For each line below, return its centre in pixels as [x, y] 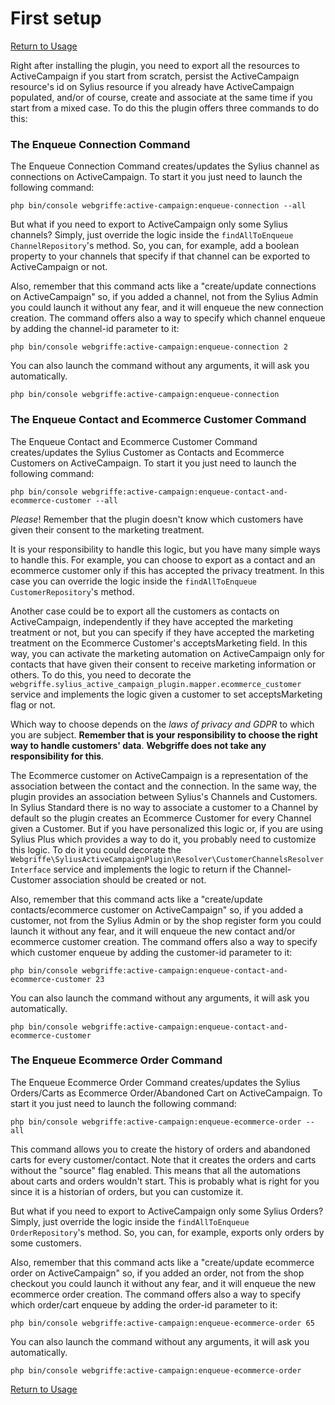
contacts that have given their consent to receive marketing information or [163, 664]
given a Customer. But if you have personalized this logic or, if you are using [167, 828]
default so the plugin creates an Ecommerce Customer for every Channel [161, 818]
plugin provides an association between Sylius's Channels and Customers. [164, 796]
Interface [31, 870]
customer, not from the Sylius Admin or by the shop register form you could [166, 920]
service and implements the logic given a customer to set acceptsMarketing [166, 694]
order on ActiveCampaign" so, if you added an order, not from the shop [157, 1273]
